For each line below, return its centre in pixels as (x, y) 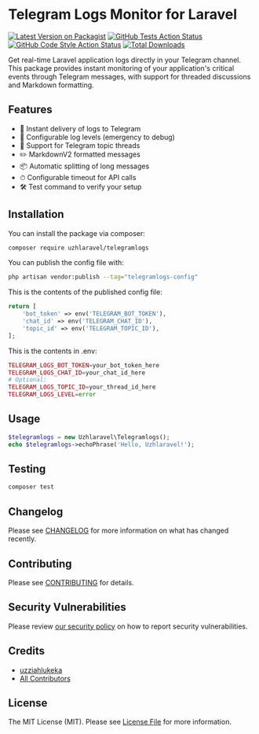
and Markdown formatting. (51, 85)
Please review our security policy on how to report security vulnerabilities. (128, 626)
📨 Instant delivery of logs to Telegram (80, 128)
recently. (22, 539)
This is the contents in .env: (53, 351)
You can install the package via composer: (77, 233)
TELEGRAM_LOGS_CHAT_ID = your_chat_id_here (77, 373)
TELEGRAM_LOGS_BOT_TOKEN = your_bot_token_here (84, 365)
